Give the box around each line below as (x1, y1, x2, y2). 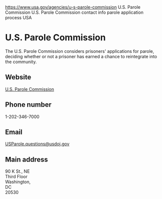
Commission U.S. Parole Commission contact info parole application (5, 9, 144, 15)
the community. (5, 59, 37, 65)
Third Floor (5, 174, 28, 180)
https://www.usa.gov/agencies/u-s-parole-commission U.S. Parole (5, 4, 141, 10)
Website (5, 73, 31, 81)
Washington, (5, 179, 31, 185)
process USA (5, 15, 32, 20)
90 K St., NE (5, 168, 30, 174)
